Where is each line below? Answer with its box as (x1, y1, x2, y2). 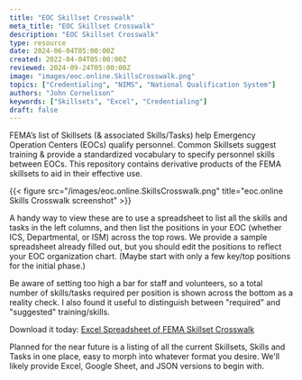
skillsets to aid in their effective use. (9, 168, 142, 179)
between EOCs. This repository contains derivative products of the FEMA (9, 158, 282, 169)
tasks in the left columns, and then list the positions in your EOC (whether (9, 222, 282, 233)
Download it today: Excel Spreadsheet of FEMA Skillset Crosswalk (9, 324, 255, 335)
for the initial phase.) (9, 260, 86, 271)
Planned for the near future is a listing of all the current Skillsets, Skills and (9, 341, 286, 352)
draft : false (9, 105, 59, 114)
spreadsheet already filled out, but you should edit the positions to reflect (9, 241, 282, 252)
